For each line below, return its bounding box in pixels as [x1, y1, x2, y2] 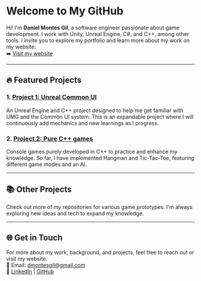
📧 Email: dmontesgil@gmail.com [6, 261, 86, 268]
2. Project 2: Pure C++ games [6, 134, 93, 143]
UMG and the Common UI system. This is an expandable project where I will [6, 113, 194, 120]
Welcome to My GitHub [6, 4, 124, 18]
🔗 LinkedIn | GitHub [6, 268, 54, 275]
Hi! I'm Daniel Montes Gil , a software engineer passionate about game [6, 24, 180, 31]
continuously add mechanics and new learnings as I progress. [6, 119, 159, 126]
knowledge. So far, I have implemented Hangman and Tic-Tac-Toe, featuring [6, 154, 194, 161]
